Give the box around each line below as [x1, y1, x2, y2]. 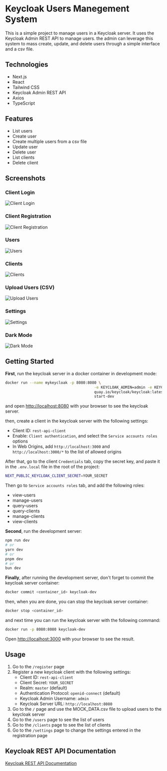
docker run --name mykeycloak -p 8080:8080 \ [5, 380, 101, 385]
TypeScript [12, 100, 35, 106]
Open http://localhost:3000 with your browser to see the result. [5, 636, 135, 642]
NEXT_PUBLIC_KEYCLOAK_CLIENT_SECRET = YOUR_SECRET [5, 473, 108, 478]
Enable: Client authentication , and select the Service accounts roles [12, 433, 158, 439]
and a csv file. [5, 46, 34, 52]
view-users [12, 492, 36, 498]
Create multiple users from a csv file [12, 138, 87, 145]
